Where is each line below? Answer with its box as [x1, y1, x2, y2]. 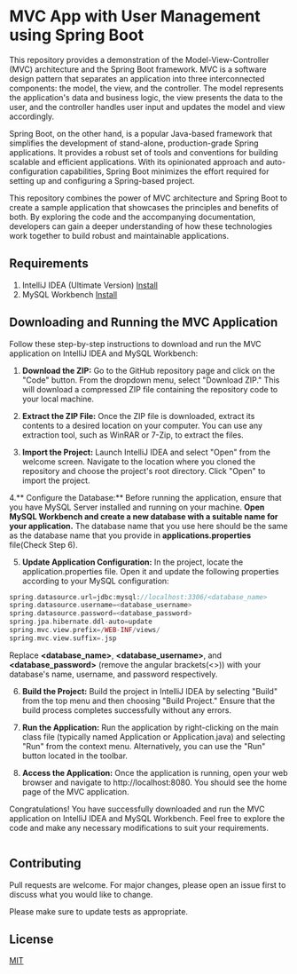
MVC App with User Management [9, 6, 262, 27]
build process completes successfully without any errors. [21, 704, 232, 716]
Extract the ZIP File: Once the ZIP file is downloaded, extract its [21, 410, 255, 421]
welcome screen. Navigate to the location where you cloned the [21, 455, 255, 467]
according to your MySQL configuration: [21, 575, 170, 586]
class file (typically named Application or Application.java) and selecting [21, 731, 285, 742]
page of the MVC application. [21, 786, 129, 796]
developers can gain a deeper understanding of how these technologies [9, 220, 273, 232]
